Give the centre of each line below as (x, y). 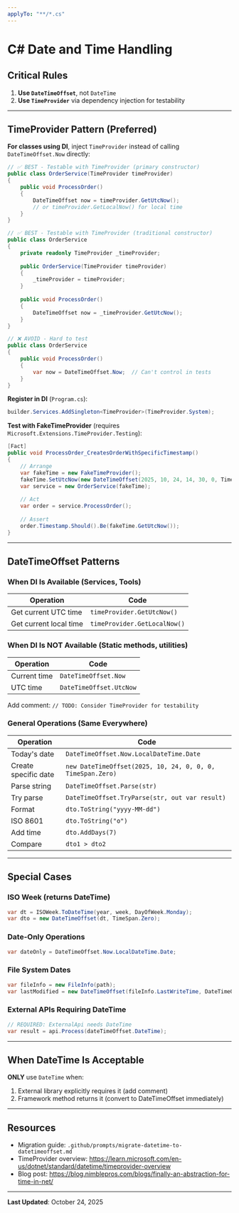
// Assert (35, 519)
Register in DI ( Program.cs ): (47, 399)
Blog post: (33, 1174)
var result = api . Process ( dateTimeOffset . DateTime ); (87, 1031)
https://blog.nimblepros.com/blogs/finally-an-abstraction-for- (140, 1174)
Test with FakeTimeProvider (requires (64, 426)
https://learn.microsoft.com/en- (135, 1159)
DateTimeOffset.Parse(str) (111, 786)
